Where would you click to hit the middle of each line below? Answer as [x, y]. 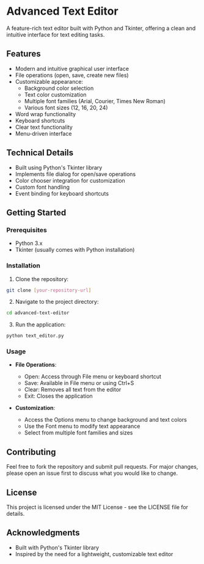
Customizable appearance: [49, 81]
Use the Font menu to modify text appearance [82, 427]
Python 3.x [29, 243]
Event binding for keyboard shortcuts [62, 193]
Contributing [31, 452]
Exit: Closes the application [58, 396]
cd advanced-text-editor [38, 313]
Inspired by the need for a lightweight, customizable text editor [94, 554]
